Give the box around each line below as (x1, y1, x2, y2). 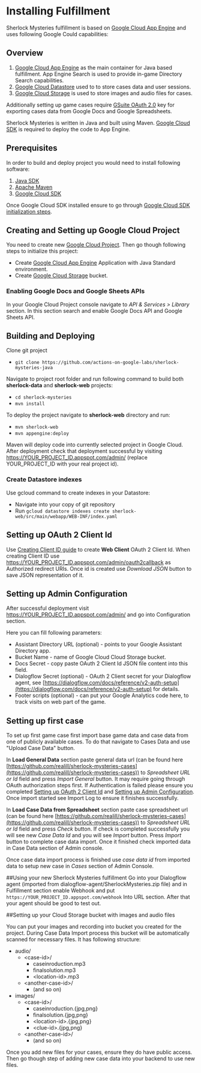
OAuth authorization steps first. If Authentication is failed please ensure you (6, 782, 193, 789)
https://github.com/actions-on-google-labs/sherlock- (41, 360, 179, 366)
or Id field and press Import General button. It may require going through (6, 775, 185, 782)
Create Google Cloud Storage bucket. (14, 272, 108, 279)
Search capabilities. (14, 76, 64, 84)
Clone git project (6, 347, 48, 354)
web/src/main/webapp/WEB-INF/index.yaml (14, 513, 118, 520)
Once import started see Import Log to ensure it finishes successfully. (6, 795, 179, 802)
